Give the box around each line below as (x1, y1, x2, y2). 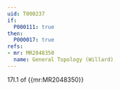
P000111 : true (13, 23, 54, 30)
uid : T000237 (7, 10, 45, 18)
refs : (7, 43, 23, 50)
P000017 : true (13, 37, 54, 44)
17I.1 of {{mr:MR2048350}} (7, 75, 84, 84)
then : (7, 30, 23, 37)
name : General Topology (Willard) (13, 56, 114, 63)
